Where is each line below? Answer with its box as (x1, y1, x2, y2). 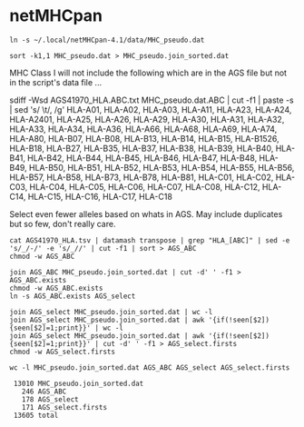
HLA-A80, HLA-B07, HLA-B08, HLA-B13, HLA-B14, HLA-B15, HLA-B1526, (9, 133, 279, 144)
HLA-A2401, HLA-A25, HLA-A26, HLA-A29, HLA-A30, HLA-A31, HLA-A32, (9, 114, 285, 124)
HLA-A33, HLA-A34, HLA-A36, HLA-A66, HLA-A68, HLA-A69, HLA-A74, (9, 124, 278, 134)
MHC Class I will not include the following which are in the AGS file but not (9, 67, 288, 78)
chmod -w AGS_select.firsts (9, 347, 116, 356)
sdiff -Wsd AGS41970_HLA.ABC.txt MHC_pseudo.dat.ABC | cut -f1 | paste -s (9, 94, 294, 105)
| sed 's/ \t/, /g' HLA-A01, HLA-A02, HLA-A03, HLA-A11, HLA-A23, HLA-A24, (9, 104, 292, 114)
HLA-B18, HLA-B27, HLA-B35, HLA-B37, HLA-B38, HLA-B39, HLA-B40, (9, 143, 274, 154)
